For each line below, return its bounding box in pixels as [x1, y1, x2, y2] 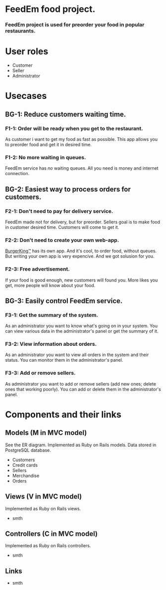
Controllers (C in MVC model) [5, 529, 98, 538]
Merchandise [12, 473, 40, 479]
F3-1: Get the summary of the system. [5, 311, 98, 318]
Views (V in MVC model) [5, 492, 82, 501]
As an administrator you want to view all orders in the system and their [5, 352, 149, 358]
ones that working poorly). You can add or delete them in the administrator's [5, 386, 161, 392]
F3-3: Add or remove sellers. [5, 370, 76, 377]
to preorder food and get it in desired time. [5, 141, 92, 147]
